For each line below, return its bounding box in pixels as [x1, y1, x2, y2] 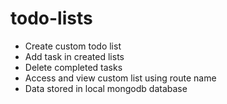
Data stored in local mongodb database [24, 82, 188, 94]
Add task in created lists [24, 50, 125, 62]
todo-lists [10, 7, 93, 30]
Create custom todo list [24, 40, 122, 52]
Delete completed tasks [24, 61, 123, 73]
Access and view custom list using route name [24, 72, 217, 84]
